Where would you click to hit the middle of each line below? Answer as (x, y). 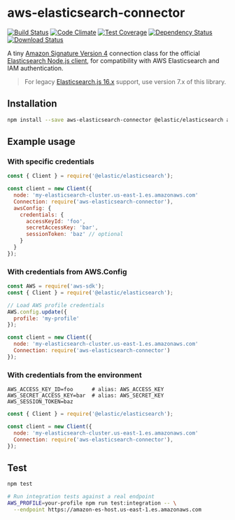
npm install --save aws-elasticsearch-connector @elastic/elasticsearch (115, 120)
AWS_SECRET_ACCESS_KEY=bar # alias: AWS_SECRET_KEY (86, 396)
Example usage (41, 142)
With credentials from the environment (74, 374)
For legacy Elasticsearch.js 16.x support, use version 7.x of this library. (125, 81)
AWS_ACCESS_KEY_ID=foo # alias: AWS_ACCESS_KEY (86, 390)
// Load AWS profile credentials (56, 305)
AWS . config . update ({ (37, 312)
